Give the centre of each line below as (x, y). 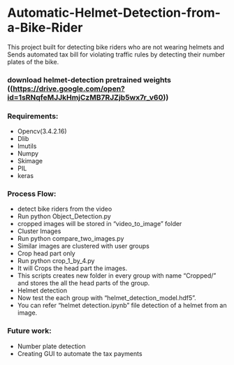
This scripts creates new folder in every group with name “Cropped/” (117, 276)
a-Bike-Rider (45, 28)
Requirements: (33, 116)
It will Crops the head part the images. (72, 268)
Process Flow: (32, 194)
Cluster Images (39, 231)
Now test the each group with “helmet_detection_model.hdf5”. (107, 298)
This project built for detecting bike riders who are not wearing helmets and (116, 47)
